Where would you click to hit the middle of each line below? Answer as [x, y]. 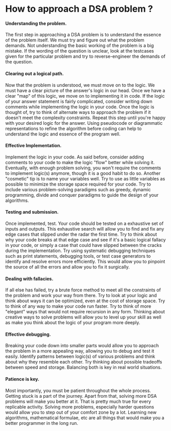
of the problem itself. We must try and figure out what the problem [75, 40]
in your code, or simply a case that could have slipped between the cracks [83, 245]
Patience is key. [22, 379]
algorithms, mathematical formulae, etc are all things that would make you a [85, 418]
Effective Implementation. [33, 146]
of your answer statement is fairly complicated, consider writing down [79, 101]
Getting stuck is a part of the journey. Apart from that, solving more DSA [81, 396]
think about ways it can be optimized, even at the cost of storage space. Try [85, 301]
